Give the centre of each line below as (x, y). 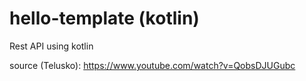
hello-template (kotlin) (104, 18)
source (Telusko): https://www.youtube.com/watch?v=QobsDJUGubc (152, 65)
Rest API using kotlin (51, 46)
